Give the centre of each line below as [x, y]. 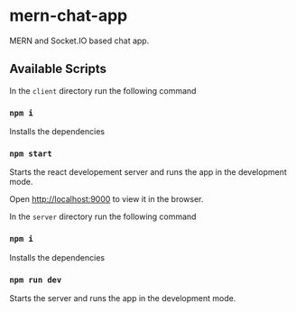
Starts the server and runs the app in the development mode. [123, 298]
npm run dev [36, 280]
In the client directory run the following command [103, 90]
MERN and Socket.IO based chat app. [79, 41]
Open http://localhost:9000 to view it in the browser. [106, 199]
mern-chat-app [69, 16]
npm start [31, 153]
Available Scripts [58, 69]
